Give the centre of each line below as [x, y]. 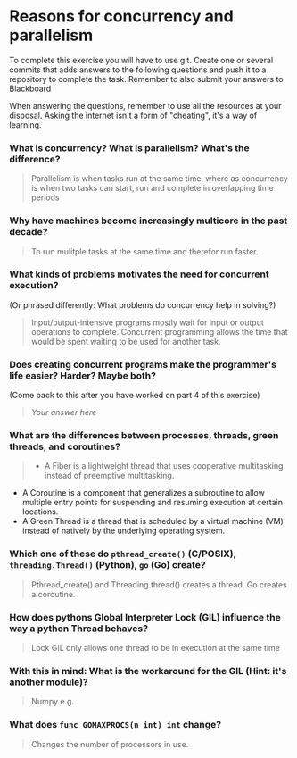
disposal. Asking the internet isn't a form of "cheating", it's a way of [133, 115]
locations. [40, 512]
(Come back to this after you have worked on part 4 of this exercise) [135, 396]
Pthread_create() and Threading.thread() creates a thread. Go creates [159, 584]
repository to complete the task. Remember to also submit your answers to [146, 79]
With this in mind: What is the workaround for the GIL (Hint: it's [148, 671]
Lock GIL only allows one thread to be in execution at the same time [156, 648]
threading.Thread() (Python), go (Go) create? [108, 565]
